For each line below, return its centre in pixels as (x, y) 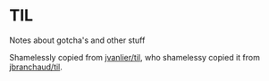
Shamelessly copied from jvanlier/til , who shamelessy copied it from (135, 57)
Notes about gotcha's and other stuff (77, 40)
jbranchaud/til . (36, 67)
